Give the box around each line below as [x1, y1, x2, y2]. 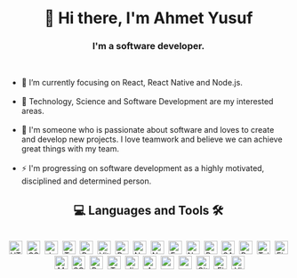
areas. [20, 106, 45, 117]
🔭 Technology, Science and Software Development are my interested [20, 96, 274, 107]
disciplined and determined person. [20, 176, 152, 186]
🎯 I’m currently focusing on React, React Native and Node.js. [20, 78, 244, 88]
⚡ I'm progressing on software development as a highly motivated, [20, 163, 265, 174]
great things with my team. [20, 143, 119, 154]
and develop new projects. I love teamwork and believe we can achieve [20, 134, 283, 145]
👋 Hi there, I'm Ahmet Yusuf [44, 8, 253, 29]
